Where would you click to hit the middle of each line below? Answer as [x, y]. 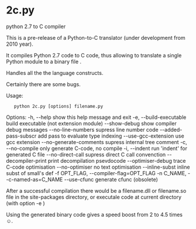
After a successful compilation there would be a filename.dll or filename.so [96, 190]
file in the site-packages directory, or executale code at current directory [94, 197]
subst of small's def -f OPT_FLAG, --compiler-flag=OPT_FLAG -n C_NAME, [96, 173]
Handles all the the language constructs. [55, 73]
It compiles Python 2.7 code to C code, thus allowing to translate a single [94, 55]
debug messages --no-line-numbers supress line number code [82, 129]
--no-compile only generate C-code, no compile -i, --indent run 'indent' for [97, 148]
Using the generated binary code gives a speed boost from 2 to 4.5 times [94, 214]
